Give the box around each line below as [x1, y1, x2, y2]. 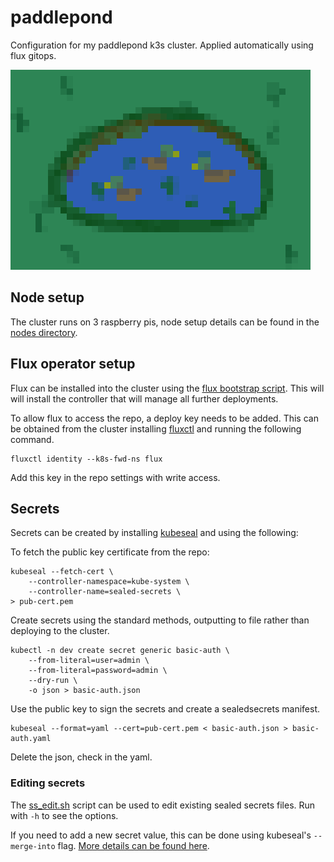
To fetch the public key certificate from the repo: [10, 546, 210, 558]
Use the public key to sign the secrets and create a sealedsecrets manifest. [10, 703, 320, 715]
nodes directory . [10, 326, 78, 338]
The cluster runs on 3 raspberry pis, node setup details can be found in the [10, 316, 320, 328]
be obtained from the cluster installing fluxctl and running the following [10, 422, 302, 435]
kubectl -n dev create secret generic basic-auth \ [10, 646, 230, 656]
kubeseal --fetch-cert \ [10, 567, 114, 577]
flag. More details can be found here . [57, 839, 210, 851]
